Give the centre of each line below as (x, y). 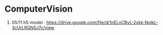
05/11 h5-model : (29, 22)
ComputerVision (39, 9)
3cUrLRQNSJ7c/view (33, 27)
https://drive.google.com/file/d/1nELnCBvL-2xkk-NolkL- (102, 22)
